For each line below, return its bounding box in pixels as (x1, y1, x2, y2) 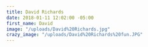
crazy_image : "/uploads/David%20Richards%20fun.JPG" (6, 32, 143, 38)
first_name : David (6, 20, 53, 26)
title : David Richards (6, 9, 64, 15)
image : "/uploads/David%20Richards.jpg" (6, 26, 111, 32)
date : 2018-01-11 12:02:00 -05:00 (6, 15, 94, 21)
